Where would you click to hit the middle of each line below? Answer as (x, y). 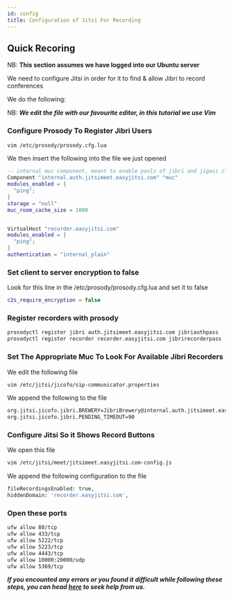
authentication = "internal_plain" (59, 254)
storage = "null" (32, 203)
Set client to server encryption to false (73, 272)
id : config (23, 14)
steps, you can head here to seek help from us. (76, 587)
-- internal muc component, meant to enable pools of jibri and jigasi (113, 171)
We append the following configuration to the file (77, 476)
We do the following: (36, 99)
